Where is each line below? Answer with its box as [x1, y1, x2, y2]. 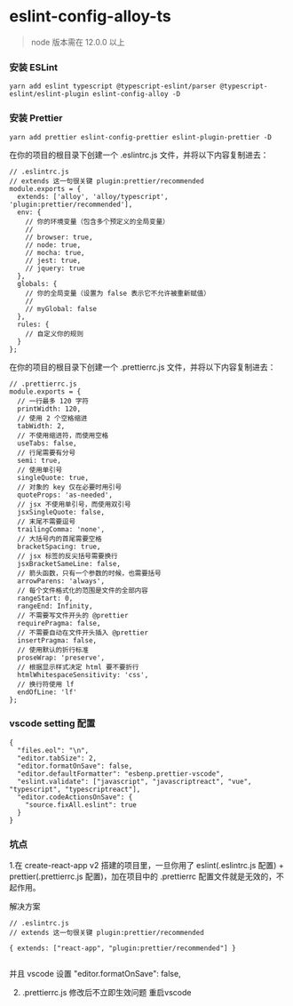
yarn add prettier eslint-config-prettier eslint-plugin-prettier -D [9, 132, 273, 141]
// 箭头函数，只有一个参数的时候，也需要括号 [17, 569, 162, 578]
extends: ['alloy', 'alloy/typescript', [17, 192, 169, 201]
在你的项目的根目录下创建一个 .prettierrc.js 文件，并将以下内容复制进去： [9, 362, 276, 372]
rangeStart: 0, [17, 594, 74, 603]
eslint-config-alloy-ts [9, 6, 171, 27]
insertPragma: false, [17, 635, 98, 645]
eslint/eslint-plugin [9, 90, 90, 99]
